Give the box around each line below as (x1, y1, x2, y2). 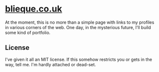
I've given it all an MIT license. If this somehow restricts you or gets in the (5, 57, 152, 62)
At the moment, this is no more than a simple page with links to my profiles (5, 19, 155, 25)
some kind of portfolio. (5, 29, 51, 35)
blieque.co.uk (5, 3, 62, 14)
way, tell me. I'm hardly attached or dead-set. (5, 61, 96, 67)
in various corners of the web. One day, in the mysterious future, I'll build (5, 24, 151, 30)
